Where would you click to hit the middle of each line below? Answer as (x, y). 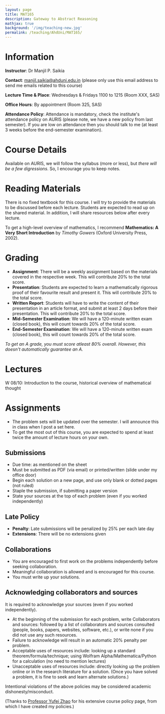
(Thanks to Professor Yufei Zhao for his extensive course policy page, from (81, 701)
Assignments (33, 408)
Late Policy (22, 517)
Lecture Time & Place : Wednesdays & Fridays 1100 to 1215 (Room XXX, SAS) (82, 95)
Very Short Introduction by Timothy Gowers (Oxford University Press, (76, 233)
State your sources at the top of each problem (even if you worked (80, 496)
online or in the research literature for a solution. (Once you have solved (85, 672)
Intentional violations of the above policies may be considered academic (78, 686)
